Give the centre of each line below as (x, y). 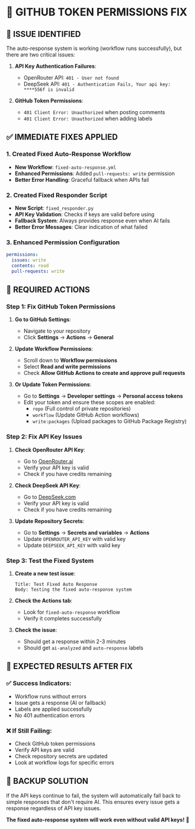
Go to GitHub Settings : (43, 320)
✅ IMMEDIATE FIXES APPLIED (62, 137)
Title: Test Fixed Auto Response (56, 585)
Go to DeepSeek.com (49, 497)
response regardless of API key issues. (54, 808)
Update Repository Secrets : (49, 521)
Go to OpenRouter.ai (48, 461)
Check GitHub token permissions (55, 744)
